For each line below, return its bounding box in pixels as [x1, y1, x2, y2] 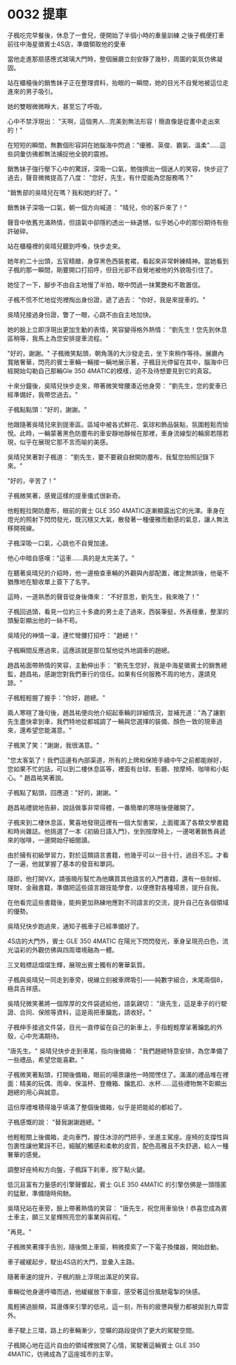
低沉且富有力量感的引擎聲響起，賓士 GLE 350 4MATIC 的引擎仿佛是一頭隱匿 [7, 1180, 227, 1189]
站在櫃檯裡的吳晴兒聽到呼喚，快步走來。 [7, 242, 124, 250]
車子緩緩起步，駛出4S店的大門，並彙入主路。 [7, 1257, 139, 1266]
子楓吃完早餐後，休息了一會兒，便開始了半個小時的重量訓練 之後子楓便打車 [7, 31, 225, 39]
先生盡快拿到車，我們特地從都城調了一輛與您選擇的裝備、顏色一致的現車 [7, 717, 216, 725]
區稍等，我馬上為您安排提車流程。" [7, 334, 109, 342]
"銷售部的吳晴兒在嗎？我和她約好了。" [7, 188, 118, 197]
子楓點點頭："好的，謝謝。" [7, 405, 88, 413]
